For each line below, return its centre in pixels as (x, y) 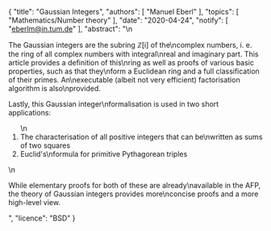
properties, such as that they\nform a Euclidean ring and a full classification (134, 71)
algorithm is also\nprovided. (54, 88)
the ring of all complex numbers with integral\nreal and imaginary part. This (133, 54)
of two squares (45, 145)
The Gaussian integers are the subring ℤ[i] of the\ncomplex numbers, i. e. (130, 45)
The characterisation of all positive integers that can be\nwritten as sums (141, 137)
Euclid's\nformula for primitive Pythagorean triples (104, 154)
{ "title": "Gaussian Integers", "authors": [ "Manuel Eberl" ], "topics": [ (124, 12)
